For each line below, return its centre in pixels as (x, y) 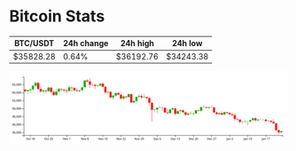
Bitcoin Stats (57, 16)
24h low (187, 44)
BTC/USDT (35, 44)
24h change (86, 44)
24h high (137, 44)
